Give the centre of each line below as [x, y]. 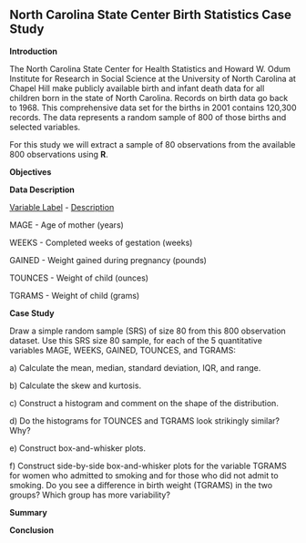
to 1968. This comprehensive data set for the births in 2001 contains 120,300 [153, 108]
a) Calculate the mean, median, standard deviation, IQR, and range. [135, 367]
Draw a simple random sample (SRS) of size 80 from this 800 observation [148, 331]
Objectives [31, 171]
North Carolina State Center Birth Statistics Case [150, 15]
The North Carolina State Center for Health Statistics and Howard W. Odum [150, 68]
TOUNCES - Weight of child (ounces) [79, 278]
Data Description [42, 190]
